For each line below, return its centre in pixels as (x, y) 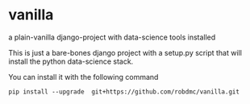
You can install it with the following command (83, 77)
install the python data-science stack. (71, 61)
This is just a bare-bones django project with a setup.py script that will (125, 52)
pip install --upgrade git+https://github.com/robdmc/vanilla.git (124, 92)
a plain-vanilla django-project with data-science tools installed (112, 37)
